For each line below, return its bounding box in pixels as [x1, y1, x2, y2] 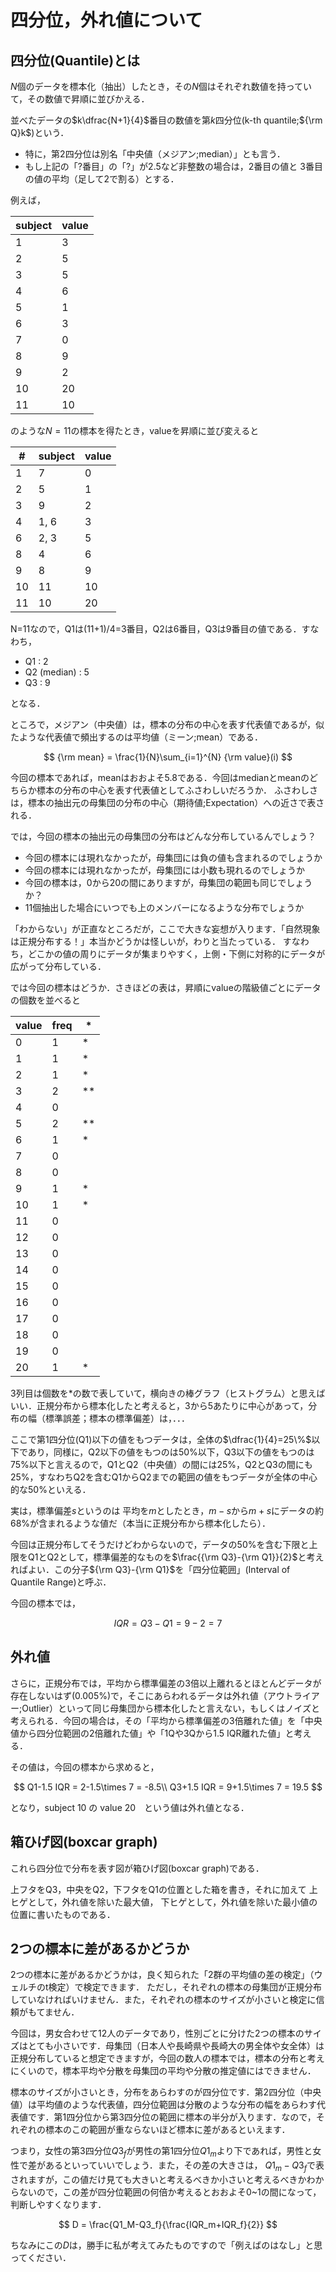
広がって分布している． [10, 961, 107, 972]
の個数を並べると [10, 994, 81, 1006]
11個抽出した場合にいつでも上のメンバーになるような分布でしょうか [24, 902, 305, 913]
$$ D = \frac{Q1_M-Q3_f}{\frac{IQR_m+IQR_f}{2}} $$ [58, 2219, 278, 2231]
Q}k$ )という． [10, 127, 70, 138]
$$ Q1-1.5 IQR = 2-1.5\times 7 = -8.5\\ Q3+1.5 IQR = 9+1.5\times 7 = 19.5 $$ [13, 1781, 323, 1793]
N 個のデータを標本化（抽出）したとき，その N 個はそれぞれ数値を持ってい [10, 81, 313, 92]
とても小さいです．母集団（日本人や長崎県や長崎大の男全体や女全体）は [27, 2040, 325, 2052]
